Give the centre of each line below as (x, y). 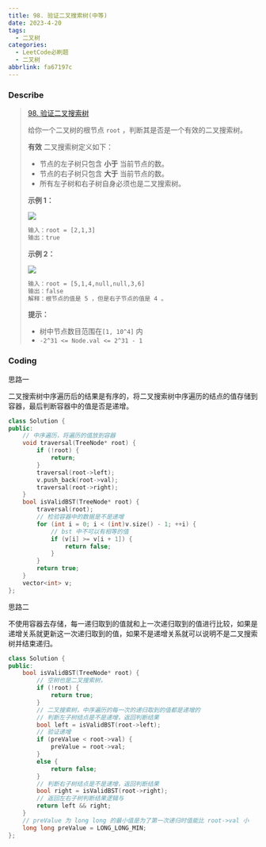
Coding (23, 361)
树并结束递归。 (32, 643)
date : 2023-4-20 (35, 23)
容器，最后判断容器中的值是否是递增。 (70, 406)
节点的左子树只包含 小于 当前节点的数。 (104, 164)
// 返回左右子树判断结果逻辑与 (80, 799)
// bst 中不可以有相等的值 (89, 531)
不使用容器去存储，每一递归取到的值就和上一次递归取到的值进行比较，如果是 (133, 623)
